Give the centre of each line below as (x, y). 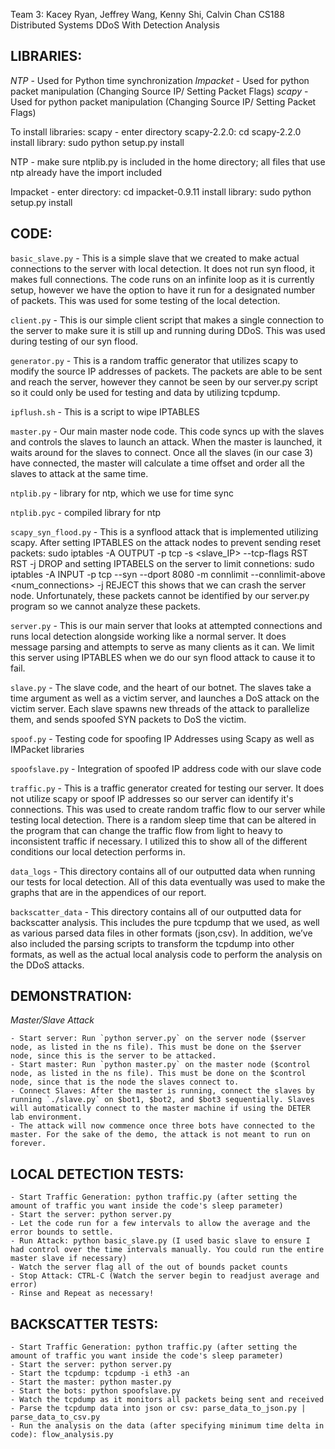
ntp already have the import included (86, 172)
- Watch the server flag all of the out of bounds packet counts (149, 1267)
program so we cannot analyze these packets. (105, 606)
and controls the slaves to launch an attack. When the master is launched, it (166, 441)
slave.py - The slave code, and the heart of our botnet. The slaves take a (161, 687)
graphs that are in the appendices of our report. (108, 892)
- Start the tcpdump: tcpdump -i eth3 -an (100, 1374)
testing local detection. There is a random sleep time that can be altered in (163, 820)
